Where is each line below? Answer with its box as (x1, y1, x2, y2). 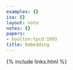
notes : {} (6, 25, 31, 31)
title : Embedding (6, 42, 50, 48)
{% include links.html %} (6, 58, 67, 65)
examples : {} (6, 8, 39, 15)
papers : (6, 31, 26, 37)
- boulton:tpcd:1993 (6, 36, 58, 42)
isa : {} (6, 14, 26, 20)
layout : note (6, 20, 39, 26)
